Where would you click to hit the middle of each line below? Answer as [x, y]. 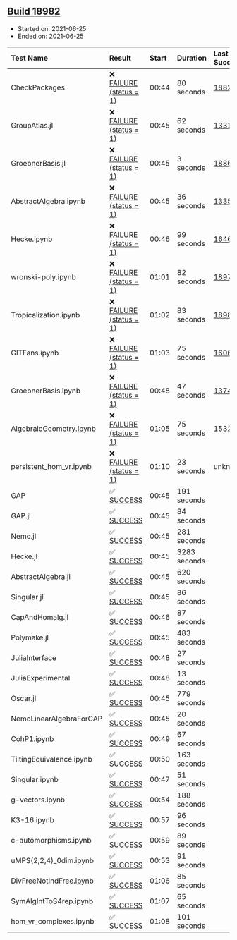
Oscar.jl [24, 698]
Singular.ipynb [35, 779]
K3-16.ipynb [33, 819]
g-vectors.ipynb [38, 800]
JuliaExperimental [41, 678]
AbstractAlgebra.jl [41, 576]
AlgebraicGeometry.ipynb [54, 428]
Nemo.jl [24, 536]
